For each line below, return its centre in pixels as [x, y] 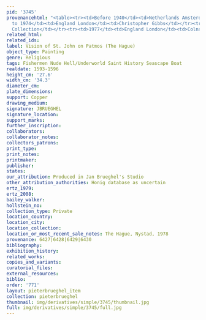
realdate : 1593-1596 [33, 69]
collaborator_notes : [33, 137]
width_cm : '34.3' [29, 80]
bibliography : [25, 245]
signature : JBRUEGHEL [34, 109]
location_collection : [34, 228]
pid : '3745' [21, 12]
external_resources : [33, 274]
